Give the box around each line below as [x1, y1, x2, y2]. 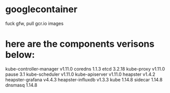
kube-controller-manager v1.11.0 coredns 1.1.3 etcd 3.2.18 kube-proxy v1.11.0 [5, 66, 165, 72]
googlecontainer [5, 4, 78, 15]
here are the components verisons [5, 38, 155, 50]
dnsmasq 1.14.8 [5, 82, 37, 88]
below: [5, 49, 35, 60]
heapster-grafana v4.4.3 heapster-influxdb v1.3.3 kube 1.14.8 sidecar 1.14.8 [5, 76, 163, 82]
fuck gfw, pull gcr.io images [5, 20, 64, 26]
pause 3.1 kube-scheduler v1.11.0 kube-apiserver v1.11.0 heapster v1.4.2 [5, 71, 156, 77]
